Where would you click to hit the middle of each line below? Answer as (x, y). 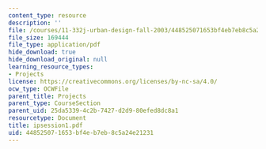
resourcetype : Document (47, 118)
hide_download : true (42, 52)
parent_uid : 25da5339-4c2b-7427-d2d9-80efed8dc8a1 (93, 111)
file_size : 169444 (38, 37)
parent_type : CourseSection (55, 103)
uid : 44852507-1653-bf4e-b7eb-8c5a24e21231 (81, 132)
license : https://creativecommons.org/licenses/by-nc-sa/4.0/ (113, 81)
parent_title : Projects (47, 96)
